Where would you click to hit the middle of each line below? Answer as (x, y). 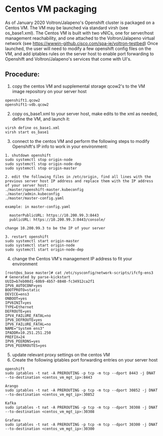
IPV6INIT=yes (18, 303)
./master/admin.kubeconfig (32, 194)
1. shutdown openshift (28, 155)
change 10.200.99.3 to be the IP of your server (55, 228)
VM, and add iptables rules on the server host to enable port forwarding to (80, 54)
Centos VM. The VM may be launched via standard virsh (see (67, 27)
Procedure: (22, 74)
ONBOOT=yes (16, 298)
